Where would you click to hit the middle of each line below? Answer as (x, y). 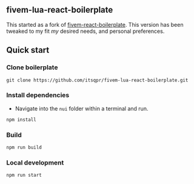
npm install (21, 120)
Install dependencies (38, 95)
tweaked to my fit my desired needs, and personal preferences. (85, 31)
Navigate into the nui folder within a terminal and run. (82, 108)
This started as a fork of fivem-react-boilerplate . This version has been (95, 24)
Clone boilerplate (32, 67)
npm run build (24, 148)
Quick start (28, 50)
